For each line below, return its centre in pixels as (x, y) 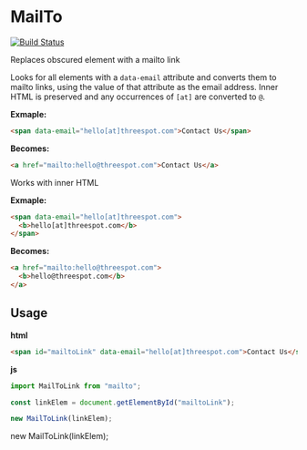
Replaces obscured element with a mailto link (95, 59)
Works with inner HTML (55, 182)
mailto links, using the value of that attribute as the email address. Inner (144, 87)
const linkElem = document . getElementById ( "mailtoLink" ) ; (123, 403)
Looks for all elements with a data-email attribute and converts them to (143, 77)
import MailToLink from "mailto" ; (76, 386)
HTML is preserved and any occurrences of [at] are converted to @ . (138, 97)
